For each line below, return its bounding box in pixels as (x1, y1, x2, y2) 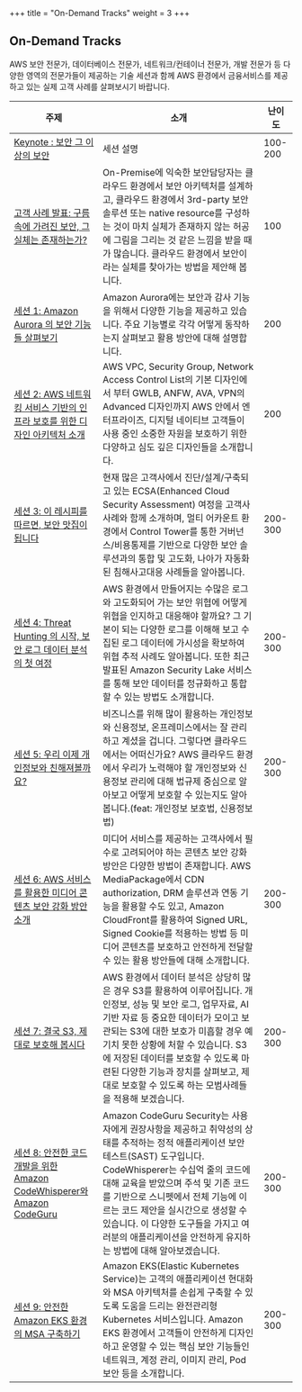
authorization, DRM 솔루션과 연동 (102, 886, 238, 899)
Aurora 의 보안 (13, 318, 73, 330)
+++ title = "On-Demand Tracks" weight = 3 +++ (9, 8, 191, 18)
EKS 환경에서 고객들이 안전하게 (102, 1326, 227, 1339)
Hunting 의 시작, (13, 629, 80, 642)
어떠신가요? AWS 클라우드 (129, 747, 235, 760)
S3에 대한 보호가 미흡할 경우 (129, 1025, 243, 1037)
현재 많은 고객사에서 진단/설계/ (102, 471, 225, 484)
